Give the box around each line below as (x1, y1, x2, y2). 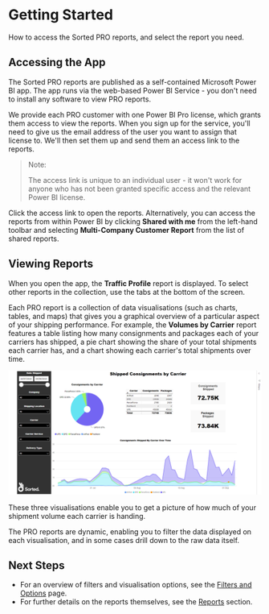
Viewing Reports (8, 257, 94, 271)
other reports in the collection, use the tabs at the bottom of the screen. (8, 287, 246, 297)
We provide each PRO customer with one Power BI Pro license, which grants (8, 110, 262, 119)
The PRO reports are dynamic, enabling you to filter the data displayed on (8, 526, 251, 537)
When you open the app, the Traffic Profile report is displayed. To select (8, 278, 249, 288)
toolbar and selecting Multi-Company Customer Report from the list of (8, 225, 245, 234)
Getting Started (8, 6, 114, 24)
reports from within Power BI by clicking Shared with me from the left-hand (8, 216, 259, 226)
